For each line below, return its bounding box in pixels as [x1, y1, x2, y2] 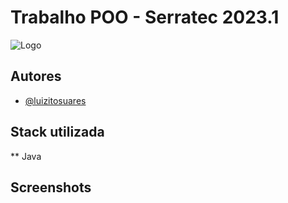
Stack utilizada [10, 124, 105, 141]
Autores [10, 68, 62, 85]
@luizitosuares [24, 94, 87, 106]
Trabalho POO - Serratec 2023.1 [10, 6, 280, 29]
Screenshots [10, 179, 92, 196]
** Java [10, 150, 42, 162]
